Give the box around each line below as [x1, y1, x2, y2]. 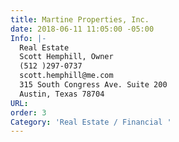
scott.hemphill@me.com [19, 71, 114, 81]
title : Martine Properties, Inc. [10, 14, 150, 25]
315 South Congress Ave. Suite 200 [19, 80, 168, 90]
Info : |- [10, 33, 47, 43]
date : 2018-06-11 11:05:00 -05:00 [10, 24, 155, 34]
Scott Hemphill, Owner [19, 52, 114, 62]
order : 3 [10, 107, 47, 118]
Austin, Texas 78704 [19, 89, 105, 99]
